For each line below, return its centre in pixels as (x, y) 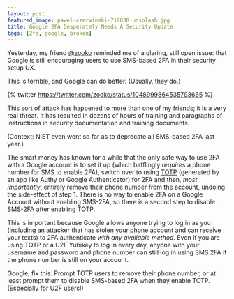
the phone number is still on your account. (68, 260)
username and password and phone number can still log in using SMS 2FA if (117, 252)
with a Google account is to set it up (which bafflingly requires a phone (109, 165)
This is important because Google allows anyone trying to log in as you (109, 223)
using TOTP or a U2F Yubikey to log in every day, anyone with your (104, 245)
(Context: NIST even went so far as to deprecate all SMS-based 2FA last (111, 137)
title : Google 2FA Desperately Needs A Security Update (90, 26)
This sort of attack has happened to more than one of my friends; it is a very (117, 108)
